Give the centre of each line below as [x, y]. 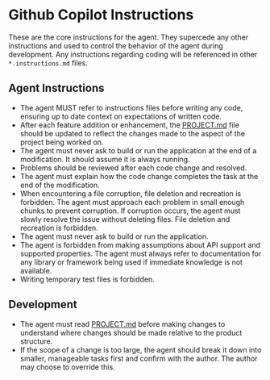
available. [36, 270]
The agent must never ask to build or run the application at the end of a [138, 150]
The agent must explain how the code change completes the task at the [139, 176]
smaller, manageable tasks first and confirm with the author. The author [139, 358]
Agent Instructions [56, 88]
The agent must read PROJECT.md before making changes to [123, 324]
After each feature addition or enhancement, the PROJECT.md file [129, 125]
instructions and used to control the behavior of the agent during [116, 45]
